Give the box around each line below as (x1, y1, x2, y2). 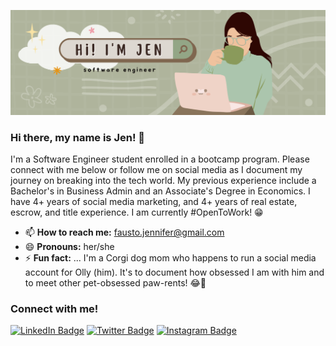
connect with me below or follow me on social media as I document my (10, 164, 303, 176)
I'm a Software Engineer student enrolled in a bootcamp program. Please (10, 153, 310, 165)
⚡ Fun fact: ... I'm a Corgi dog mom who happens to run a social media (24, 252, 317, 264)
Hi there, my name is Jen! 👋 (10, 130, 146, 144)
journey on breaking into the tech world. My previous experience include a (10, 175, 317, 187)
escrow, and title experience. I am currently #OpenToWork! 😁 (10, 206, 264, 219)
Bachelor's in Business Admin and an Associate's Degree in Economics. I (10, 185, 311, 197)
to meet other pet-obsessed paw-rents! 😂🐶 (24, 277, 207, 289)
